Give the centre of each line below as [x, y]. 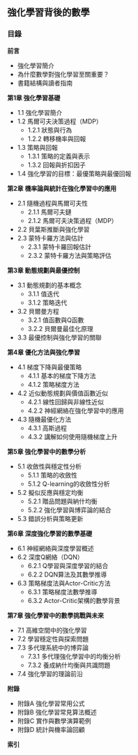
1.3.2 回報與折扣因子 [56, 165]
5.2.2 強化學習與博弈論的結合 [69, 510]
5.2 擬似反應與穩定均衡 [50, 492]
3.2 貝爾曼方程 [38, 311]
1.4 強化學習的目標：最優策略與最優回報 [74, 174]
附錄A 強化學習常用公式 [51, 703]
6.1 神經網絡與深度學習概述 [55, 548]
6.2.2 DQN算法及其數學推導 [67, 574]
